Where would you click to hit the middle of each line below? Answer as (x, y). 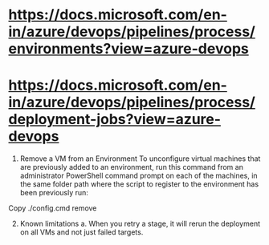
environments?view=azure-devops (128, 49)
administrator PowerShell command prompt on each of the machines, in (139, 176)
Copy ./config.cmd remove (53, 208)
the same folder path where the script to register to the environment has (139, 184)
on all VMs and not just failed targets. (82, 232)
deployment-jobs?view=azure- (115, 120)
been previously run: (54, 193)
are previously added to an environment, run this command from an (131, 167)
